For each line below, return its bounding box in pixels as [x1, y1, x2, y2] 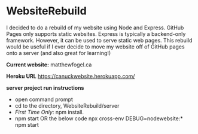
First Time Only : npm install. [14, 108, 84, 115]
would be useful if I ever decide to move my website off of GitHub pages [6, 43, 185, 50]
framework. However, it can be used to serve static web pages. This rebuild [6, 36, 193, 44]
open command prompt [14, 96, 74, 103]
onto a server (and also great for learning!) [6, 49, 111, 56]
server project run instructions [6, 84, 84, 91]
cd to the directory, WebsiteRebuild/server [14, 102, 120, 109]
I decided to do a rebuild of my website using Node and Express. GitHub [6, 24, 184, 31]
